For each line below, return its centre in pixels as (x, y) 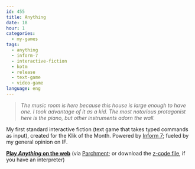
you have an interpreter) (35, 160)
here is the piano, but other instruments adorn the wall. (88, 118)
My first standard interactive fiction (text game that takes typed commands (97, 129)
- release (23, 72)
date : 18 (17, 22)
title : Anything (26, 17)
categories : (21, 34)
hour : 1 (16, 28)
